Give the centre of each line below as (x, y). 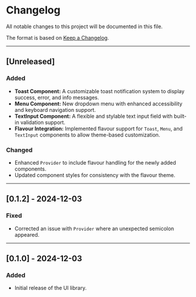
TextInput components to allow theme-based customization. (87, 135)
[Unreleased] (31, 62)
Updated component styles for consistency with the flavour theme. (95, 175)
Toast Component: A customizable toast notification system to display (99, 91)
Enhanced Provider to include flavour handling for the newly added (95, 162)
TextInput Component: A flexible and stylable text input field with (94, 116)
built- (180, 116)
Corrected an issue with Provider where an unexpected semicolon (94, 228)
